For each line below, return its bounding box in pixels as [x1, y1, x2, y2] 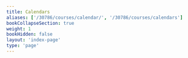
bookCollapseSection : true [6, 20, 75, 26]
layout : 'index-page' [6, 37, 61, 43]
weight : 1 [6, 25, 32, 32]
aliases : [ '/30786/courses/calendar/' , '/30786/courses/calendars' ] [6, 14, 183, 21]
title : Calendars [6, 8, 50, 15]
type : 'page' [6, 43, 39, 49]
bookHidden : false [6, 31, 53, 37]
